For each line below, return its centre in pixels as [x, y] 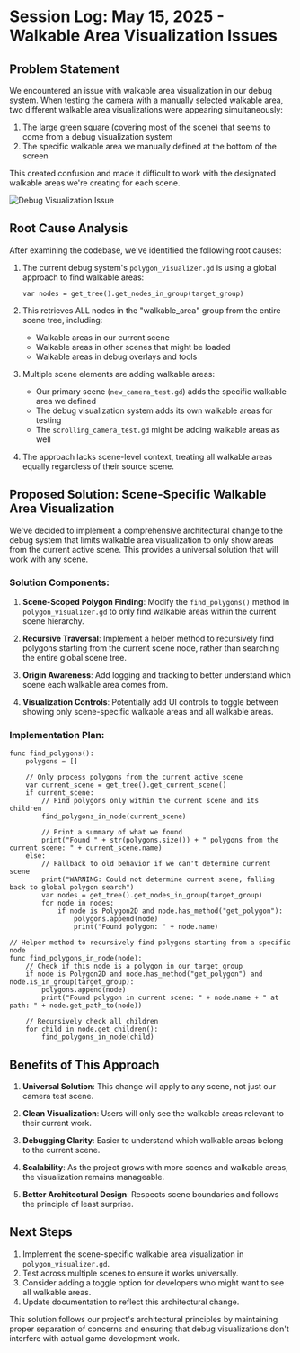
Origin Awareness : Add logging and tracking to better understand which [157, 675]
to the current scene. [61, 1150]
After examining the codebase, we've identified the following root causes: [146, 250]
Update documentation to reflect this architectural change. [131, 1302]
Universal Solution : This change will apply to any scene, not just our [149, 1087]
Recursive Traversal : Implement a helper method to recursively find [148, 638]
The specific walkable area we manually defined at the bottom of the [149, 146]
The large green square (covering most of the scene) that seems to [146, 127]
